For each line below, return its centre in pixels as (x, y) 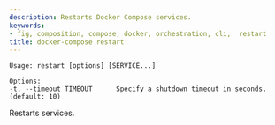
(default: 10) (35, 97)
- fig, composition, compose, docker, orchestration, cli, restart (138, 33)
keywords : (27, 26)
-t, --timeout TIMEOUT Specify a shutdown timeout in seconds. (138, 89)
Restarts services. (42, 113)
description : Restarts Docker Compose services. (100, 17)
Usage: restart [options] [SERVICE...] (83, 66)
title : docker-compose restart (67, 42)
